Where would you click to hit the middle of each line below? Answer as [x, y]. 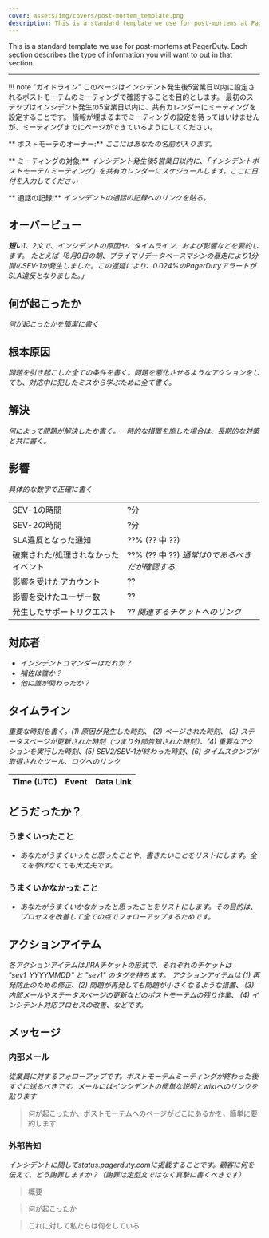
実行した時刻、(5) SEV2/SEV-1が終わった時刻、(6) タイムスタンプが [147, 752]
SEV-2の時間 [37, 525]
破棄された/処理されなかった [66, 554]
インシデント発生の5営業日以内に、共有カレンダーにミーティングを [146, 107]
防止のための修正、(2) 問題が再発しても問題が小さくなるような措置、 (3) [134, 985]
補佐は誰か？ [41, 673]
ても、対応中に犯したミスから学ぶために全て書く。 [92, 382]
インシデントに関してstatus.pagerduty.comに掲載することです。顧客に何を [132, 1165]
